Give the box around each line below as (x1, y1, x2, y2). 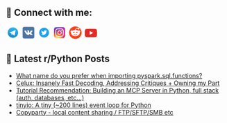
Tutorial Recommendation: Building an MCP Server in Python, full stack (15, 86, 219, 94)
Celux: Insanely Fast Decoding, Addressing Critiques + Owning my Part (15, 79, 220, 87)
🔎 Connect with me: (6, 7, 92, 19)
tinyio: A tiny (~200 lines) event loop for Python (15, 101, 151, 109)
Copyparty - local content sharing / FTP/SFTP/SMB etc (15, 108, 174, 116)
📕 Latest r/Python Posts (6, 53, 110, 65)
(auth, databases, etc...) (15, 93, 85, 102)
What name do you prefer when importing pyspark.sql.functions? (15, 71, 203, 79)
